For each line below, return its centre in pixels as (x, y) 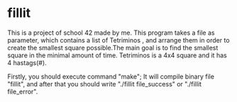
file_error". (23, 91)
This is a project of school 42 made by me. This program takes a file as (111, 33)
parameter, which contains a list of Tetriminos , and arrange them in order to (118, 40)
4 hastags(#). (27, 62)
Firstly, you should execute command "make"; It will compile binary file (111, 76)
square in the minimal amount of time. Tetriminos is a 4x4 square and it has (117, 55)
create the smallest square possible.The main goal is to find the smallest (113, 47)
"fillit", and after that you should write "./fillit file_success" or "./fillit (105, 84)
